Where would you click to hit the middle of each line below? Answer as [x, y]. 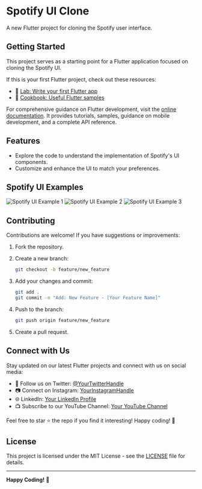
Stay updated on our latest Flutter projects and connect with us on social [96, 365]
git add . [27, 292]
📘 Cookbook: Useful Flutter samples [60, 97]
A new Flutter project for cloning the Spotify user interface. [79, 28]
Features [23, 141]
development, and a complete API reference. [62, 122]
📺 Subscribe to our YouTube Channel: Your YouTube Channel [91, 406]
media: [15, 371]
